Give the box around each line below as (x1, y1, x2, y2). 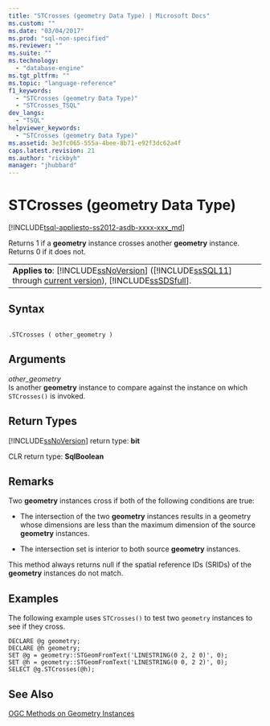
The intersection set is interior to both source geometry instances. (19, 544, 241, 554)
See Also (8, 687, 54, 701)
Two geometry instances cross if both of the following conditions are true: (8, 496, 255, 505)
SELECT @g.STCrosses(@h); (8, 666, 95, 674)
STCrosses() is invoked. (8, 391, 86, 401)
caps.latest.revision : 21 (8, 146, 95, 155)
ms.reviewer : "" (8, 42, 63, 50)
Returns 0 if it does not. (8, 247, 86, 257)
